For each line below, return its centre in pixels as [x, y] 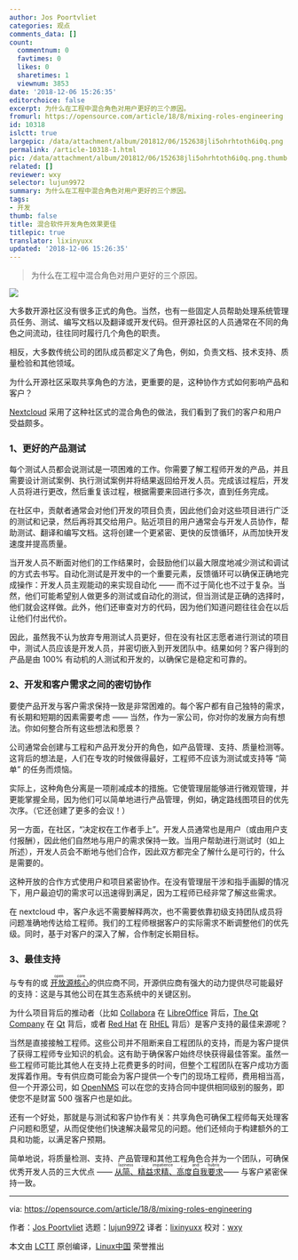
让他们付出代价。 [40, 618]
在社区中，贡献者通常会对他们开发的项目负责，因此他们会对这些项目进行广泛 [149, 510]
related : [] [31, 166]
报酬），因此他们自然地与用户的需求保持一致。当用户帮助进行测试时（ [143, 840]
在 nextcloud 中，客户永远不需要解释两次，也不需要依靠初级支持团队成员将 [146, 911]
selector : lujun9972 [47, 183]
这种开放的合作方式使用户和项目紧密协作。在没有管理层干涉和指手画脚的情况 [149, 881]
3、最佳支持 [35, 959]
